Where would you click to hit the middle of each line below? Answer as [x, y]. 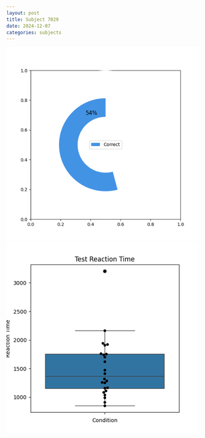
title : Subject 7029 [33, 19]
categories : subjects [34, 33]
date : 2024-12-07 [29, 26]
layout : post [23, 13]
